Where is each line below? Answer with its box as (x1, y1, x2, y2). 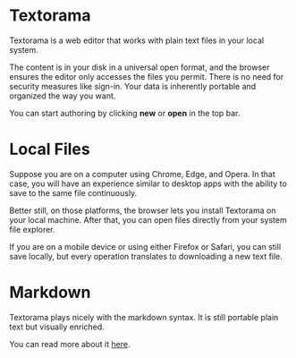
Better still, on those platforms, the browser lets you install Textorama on (9, 205, 276, 216)
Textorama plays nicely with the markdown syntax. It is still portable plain (9, 311, 279, 322)
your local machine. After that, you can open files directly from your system (9, 214, 288, 225)
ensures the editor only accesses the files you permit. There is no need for (9, 71, 284, 81)
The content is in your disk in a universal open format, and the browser (9, 62, 270, 72)
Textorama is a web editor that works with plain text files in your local (9, 35, 265, 46)
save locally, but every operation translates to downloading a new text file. (9, 251, 283, 261)
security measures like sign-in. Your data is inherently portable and (9, 81, 257, 91)
